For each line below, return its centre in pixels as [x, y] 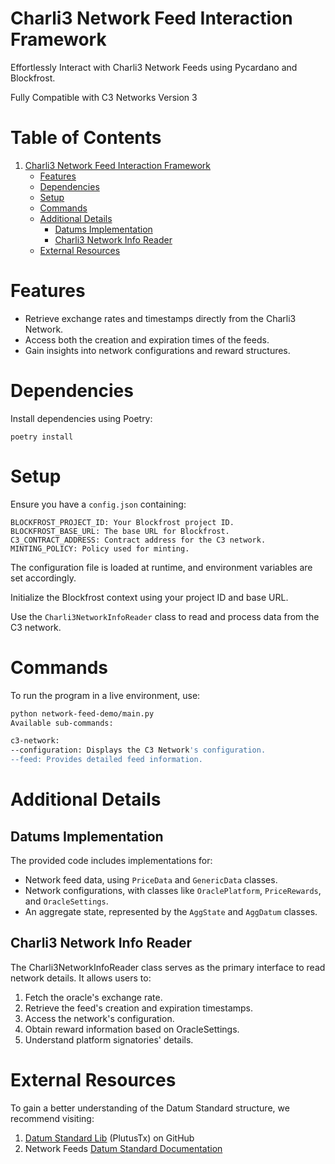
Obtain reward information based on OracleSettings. [132, 1029]
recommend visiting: [52, 1118]
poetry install [42, 437]
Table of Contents [86, 138]
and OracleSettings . [66, 901]
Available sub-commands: [62, 723]
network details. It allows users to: [81, 978]
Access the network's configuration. [99, 1018]
